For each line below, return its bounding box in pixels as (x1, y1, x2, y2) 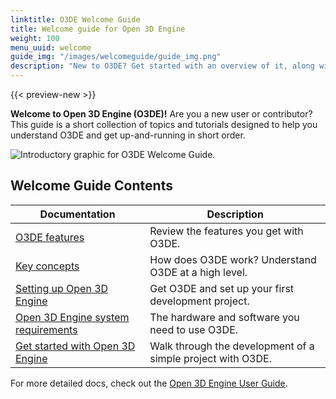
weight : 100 (10, 33, 60, 43)
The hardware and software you (149, 310, 300, 324)
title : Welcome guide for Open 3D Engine (10, 24, 186, 34)
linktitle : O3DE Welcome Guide (10, 14, 141, 25)
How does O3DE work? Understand (149, 252, 317, 266)
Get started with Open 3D (15, 339, 136, 353)
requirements (15, 322, 78, 336)
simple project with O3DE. (149, 351, 272, 365)
